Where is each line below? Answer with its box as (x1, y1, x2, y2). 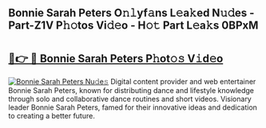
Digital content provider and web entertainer (110, 77, 256, 86)
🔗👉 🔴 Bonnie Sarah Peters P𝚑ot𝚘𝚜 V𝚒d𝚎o (8, 52, 224, 65)
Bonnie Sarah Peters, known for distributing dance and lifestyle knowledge (8, 86, 254, 95)
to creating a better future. (8, 111, 96, 120)
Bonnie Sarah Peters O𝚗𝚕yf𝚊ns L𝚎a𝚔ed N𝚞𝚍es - (8, 6, 255, 20)
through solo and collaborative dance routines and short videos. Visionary (8, 95, 252, 103)
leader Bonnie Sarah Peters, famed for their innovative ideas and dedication (8, 103, 258, 112)
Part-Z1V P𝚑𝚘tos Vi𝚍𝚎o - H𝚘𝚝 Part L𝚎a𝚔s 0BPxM (8, 19, 259, 33)
